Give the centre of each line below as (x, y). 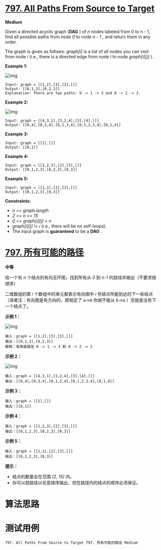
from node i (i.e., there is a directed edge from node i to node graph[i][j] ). (79, 56)
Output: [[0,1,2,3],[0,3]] (32, 192)
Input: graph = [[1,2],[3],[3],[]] (41, 84)
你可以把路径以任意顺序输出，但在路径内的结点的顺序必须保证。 (76, 482)
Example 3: (17, 134)
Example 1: (16, 66)
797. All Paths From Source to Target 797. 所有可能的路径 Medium (71, 543)
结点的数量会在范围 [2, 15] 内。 (43, 476)
